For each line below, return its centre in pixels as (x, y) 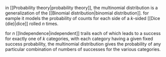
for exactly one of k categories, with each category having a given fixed (79, 38)
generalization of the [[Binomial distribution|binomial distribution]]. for (77, 13)
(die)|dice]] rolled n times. (32, 23)
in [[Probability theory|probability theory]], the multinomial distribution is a (81, 8)
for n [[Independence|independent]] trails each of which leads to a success (83, 33)
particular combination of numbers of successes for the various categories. (83, 49)
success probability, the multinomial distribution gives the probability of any (83, 44)
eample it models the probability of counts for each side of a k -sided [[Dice (83, 18)
